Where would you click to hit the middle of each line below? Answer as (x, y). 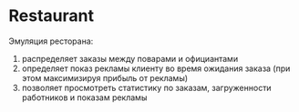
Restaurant (52, 16)
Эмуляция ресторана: (51, 41)
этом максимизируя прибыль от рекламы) (105, 77)
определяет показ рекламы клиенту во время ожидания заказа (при (156, 68)
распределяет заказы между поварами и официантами (130, 58)
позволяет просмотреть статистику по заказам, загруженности (146, 87)
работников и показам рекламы (84, 97)
